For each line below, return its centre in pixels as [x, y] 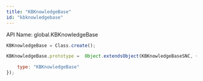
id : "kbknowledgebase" [35, 17]
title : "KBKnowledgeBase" [39, 12]
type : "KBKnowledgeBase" [48, 67]
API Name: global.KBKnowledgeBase [52, 34]
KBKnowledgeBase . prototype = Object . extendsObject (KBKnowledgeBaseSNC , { [102, 56]
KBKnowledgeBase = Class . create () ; [51, 46]
